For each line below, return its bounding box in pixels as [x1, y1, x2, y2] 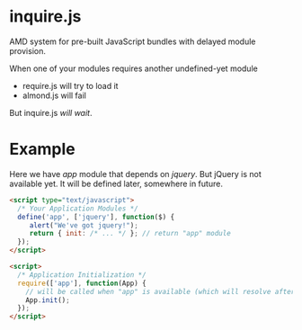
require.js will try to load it [22, 80, 119, 91]
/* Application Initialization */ [17, 270, 147, 280]
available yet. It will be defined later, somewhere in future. [9, 178, 223, 189]
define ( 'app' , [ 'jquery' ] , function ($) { [17, 212, 175, 221]
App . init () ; [25, 295, 70, 305]
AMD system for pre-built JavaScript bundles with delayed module [9, 36, 256, 47]
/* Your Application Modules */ [17, 204, 139, 213]
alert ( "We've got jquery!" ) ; [29, 220, 139, 230]
